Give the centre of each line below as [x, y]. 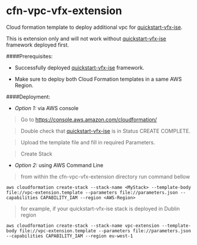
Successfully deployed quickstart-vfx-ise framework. [79, 67]
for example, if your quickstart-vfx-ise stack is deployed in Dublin [100, 208]
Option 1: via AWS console [47, 108]
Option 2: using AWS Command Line [59, 165]
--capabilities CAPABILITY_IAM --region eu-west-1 [70, 236]
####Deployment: [28, 97]
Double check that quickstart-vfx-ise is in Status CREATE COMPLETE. [105, 131]
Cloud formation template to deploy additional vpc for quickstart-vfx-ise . [94, 27]
